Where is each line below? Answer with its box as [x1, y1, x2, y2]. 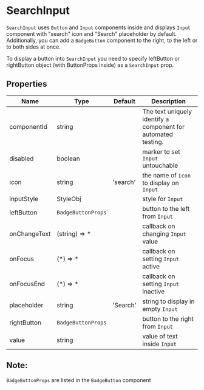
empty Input [142, 304, 178, 313]
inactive [142, 287, 165, 295]
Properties [6, 79, 47, 89]
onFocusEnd [9, 279, 46, 288]
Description [151, 97, 186, 105]
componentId [9, 122, 47, 131]
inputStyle [9, 194, 38, 203]
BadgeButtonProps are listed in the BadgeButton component [6, 376, 151, 383]
